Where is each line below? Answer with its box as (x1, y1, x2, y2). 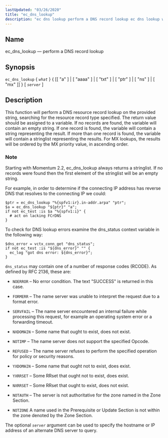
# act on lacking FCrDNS (9, 213, 61, 218)
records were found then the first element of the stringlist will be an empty (5, 170, 158, 176)
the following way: (5, 232, 43, 238)
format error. (12, 298, 39, 305)
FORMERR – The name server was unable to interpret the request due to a (12, 293, 160, 299)
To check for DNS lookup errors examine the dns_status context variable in (5, 226, 160, 232)
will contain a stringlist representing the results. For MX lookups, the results (5, 135, 161, 141)
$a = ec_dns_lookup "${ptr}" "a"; (5, 204, 77, 210)
